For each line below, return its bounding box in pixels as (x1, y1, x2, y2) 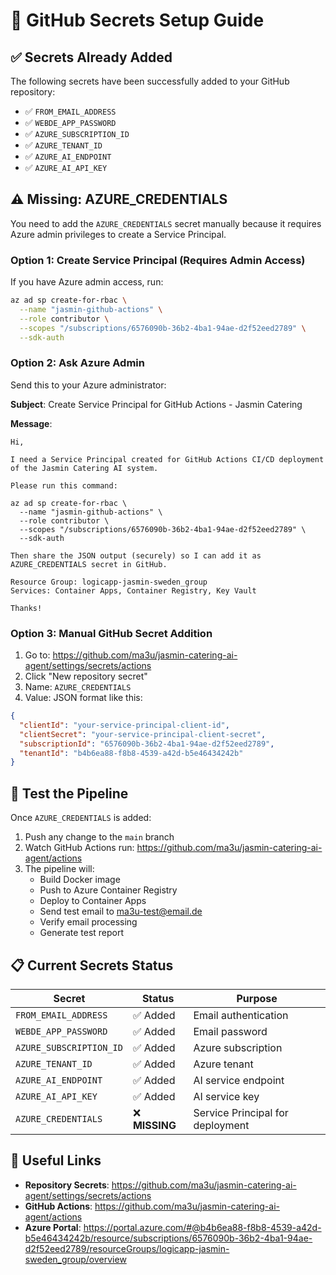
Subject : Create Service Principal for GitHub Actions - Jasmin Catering (10, 398, 303, 410)
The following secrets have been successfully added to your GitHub (10, 75, 290, 87)
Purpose (236, 991, 278, 1005)
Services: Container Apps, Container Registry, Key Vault (10, 585, 257, 596)
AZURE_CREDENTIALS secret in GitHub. (10, 559, 168, 569)
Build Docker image (39, 874, 121, 886)
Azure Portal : (24, 1221, 82, 1233)
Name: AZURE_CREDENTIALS (24, 681, 132, 693)
